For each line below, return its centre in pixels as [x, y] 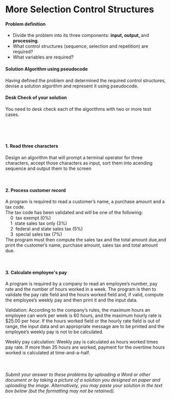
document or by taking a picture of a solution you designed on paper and [83, 380]
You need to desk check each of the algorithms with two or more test [78, 109]
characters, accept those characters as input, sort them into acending [79, 163]
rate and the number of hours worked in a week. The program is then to [81, 289]
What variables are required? [43, 57]
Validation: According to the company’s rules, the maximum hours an [78, 310]
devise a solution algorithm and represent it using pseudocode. [72, 86]
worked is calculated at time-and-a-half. [48, 353]
